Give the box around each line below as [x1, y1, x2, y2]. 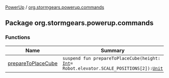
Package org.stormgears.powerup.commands [5, 19, 154, 27]
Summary [101, 47, 125, 54]
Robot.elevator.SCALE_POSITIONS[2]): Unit [62, 65, 163, 71]
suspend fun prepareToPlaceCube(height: [62, 55, 161, 61]
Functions [5, 34, 30, 41]
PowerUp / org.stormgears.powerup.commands [5, 5, 105, 10]
